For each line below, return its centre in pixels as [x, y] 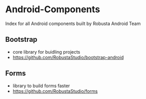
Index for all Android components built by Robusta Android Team [73, 23]
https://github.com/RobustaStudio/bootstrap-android [68, 57]
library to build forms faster [41, 86]
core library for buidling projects [46, 52]
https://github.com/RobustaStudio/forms [55, 91]
